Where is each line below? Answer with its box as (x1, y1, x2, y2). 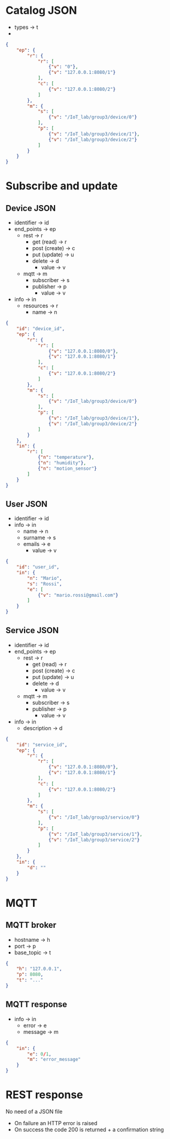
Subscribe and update (5, 179, 118, 193)
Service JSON (5, 625, 59, 636)
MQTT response (5, 999, 67, 1010)
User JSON (5, 499, 48, 509)
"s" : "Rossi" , (27, 581, 62, 587)
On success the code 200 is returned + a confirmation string (14, 1126, 164, 1133)
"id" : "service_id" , (16, 741, 68, 748)
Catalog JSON (5, 4, 77, 17)
